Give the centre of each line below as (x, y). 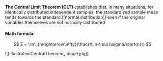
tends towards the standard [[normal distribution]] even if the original (75, 17)
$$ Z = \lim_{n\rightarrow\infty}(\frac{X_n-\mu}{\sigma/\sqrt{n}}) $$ (82, 44)
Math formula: (20, 33)
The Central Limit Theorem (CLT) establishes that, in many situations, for (79, 7)
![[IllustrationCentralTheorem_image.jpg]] (47, 54)
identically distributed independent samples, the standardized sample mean (82, 12)
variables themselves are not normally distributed (55, 22)
